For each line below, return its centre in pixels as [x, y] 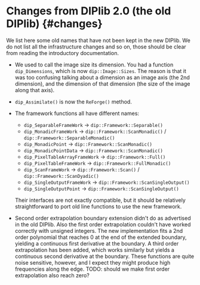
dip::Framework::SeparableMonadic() [69, 138]
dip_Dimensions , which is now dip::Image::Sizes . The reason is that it [101, 71]
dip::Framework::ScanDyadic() [61, 176]
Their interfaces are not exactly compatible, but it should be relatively [100, 200]
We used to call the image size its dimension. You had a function [94, 65]
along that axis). [35, 90]
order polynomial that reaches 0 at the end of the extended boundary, [101, 237]
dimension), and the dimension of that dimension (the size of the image [102, 84]
